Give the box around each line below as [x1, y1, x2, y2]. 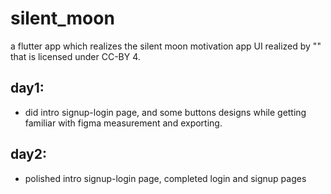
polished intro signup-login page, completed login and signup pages [24, 172, 307, 184]
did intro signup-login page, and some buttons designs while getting [24, 106, 307, 118]
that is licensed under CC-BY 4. [10, 50, 141, 62]
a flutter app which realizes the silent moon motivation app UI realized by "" [10, 40, 322, 52]
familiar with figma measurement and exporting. [24, 117, 223, 129]
